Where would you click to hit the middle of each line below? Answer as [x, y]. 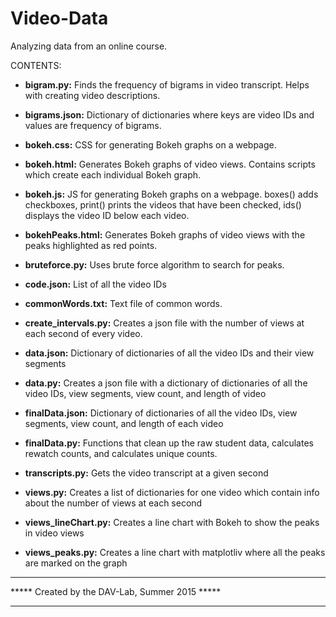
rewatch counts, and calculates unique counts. [121, 453]
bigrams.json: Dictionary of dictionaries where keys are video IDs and [169, 114]
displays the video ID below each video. [107, 215]
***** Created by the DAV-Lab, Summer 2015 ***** [116, 591]
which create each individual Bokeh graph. [113, 174]
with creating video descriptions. [92, 95]
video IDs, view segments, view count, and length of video [145, 393]
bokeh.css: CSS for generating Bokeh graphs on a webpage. [150, 144]
